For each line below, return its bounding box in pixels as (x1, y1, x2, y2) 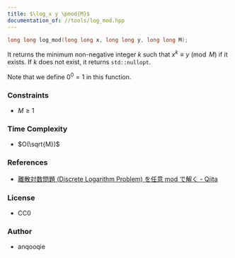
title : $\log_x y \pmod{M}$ (7, 10, 91, 18)
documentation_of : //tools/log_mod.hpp (7, 17, 125, 24)
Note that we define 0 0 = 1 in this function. (7, 71, 132, 81)
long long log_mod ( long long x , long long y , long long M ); (7, 36, 189, 43)
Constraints (7, 90, 50, 100)
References (7, 158, 48, 168)
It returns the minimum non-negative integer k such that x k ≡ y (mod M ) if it (7, 49, 228, 59)
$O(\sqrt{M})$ (17, 140, 60, 148)
